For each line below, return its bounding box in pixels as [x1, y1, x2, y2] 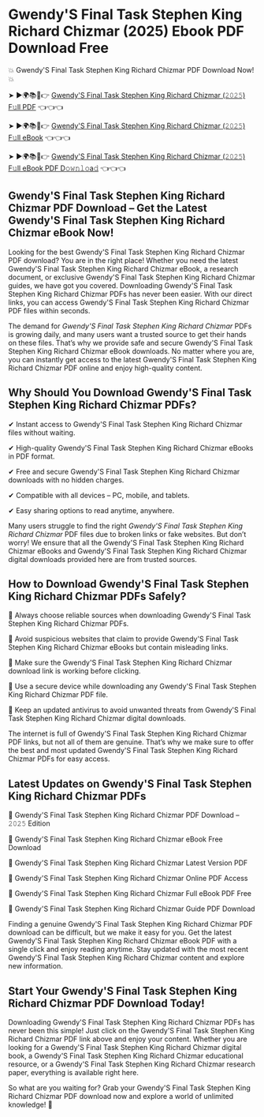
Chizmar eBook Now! [8, 227, 114, 240]
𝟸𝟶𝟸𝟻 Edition [8, 819, 50, 828]
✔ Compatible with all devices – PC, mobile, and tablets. [8, 490, 190, 500]
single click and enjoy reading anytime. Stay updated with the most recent [8, 945, 249, 954]
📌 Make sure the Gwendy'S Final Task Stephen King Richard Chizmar [8, 658, 232, 668]
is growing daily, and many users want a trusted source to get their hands [8, 329, 247, 339]
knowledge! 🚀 [8, 1100, 53, 1109]
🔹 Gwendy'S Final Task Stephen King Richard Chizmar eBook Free [8, 834, 223, 844]
